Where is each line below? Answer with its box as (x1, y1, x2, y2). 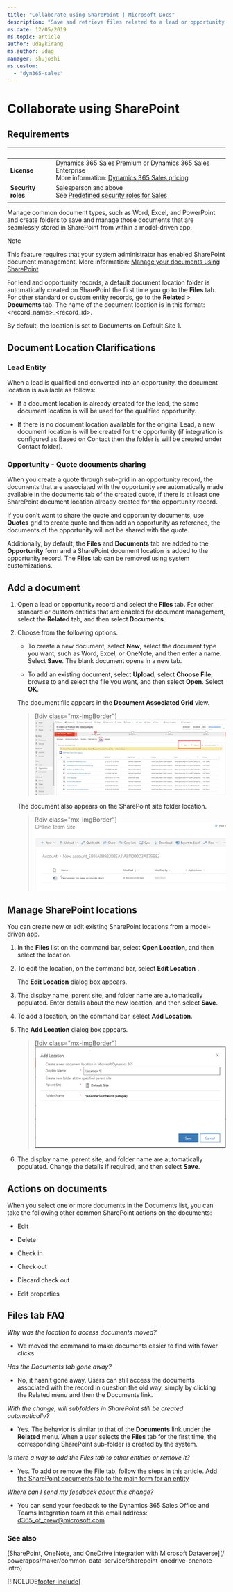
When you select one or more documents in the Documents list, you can (7, 1201, 214, 1210)
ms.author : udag (7, 48, 54, 55)
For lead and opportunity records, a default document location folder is (7, 278, 210, 287)
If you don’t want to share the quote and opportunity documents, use (7, 511, 205, 520)
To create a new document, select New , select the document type (27, 642, 217, 651)
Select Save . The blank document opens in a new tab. (27, 657, 182, 665)
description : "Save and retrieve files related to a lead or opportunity (7, 18, 225, 26)
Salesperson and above (55, 183, 123, 191)
